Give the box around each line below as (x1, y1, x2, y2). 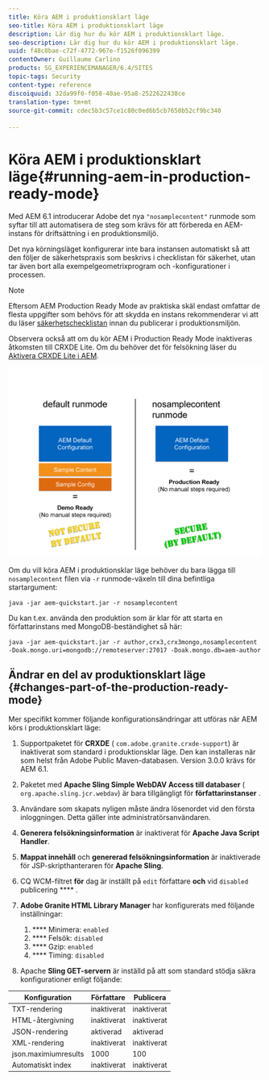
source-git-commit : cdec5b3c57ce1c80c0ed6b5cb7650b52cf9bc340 (8, 106, 221, 114)
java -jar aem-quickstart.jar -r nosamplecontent (8, 598, 179, 607)
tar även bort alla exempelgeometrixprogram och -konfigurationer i (8, 262, 231, 271)
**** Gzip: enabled (31, 942, 93, 952)
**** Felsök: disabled (31, 933, 103, 943)
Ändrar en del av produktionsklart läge (8, 668, 206, 681)
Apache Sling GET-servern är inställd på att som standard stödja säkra (19, 966, 256, 976)
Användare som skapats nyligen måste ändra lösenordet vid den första (19, 804, 255, 813)
